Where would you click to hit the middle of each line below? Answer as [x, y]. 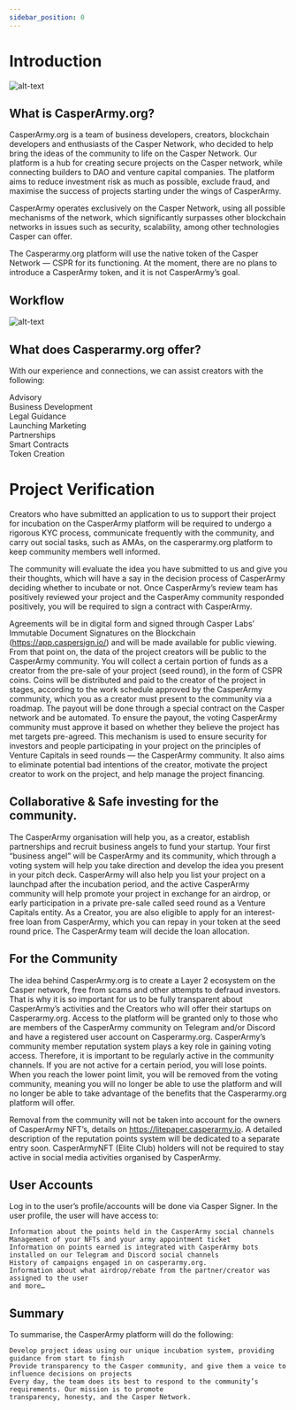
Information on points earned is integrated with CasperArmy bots [134, 1248]
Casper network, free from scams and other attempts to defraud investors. [145, 990]
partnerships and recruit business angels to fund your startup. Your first [140, 846]
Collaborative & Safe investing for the [114, 802]
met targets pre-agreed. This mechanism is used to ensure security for [138, 736]
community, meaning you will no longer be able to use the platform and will [146, 1083]
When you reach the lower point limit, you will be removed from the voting [144, 1074]
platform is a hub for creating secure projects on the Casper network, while [146, 163]
